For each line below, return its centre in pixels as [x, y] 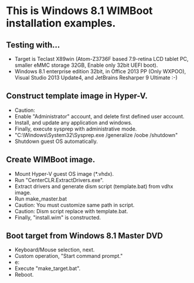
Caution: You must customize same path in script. [74, 205]
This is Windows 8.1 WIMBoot [79, 11]
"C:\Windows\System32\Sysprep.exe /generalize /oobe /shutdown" [96, 135]
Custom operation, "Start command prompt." [69, 256]
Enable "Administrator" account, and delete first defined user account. [99, 116]
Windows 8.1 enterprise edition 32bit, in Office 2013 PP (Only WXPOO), [100, 71]
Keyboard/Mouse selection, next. [55, 250]
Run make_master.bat [41, 199]
